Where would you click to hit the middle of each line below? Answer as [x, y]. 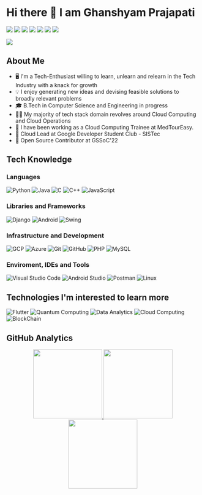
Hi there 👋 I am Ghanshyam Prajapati [101, 13]
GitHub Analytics [40, 338]
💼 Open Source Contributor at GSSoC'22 [66, 140]
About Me [25, 61]
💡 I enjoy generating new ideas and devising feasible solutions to [97, 91]
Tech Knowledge [39, 160]
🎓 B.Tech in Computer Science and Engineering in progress [92, 105]
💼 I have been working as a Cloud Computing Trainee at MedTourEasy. [104, 127]
